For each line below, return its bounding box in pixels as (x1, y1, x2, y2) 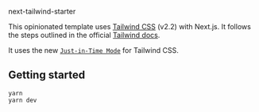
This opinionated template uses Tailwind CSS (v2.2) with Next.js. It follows (8, 22, 252, 31)
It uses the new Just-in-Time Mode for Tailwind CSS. (8, 46, 179, 54)
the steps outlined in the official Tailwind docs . (8, 31, 160, 39)
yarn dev (8, 96, 37, 104)
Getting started (8, 69, 86, 82)
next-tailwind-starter (8, 7, 76, 16)
